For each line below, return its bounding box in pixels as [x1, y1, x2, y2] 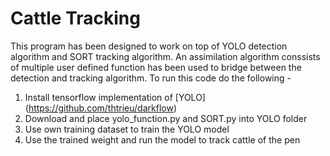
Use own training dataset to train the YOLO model [24, 123, 230, 135]
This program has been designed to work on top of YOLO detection [10, 40, 288, 52]
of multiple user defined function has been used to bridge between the [10, 61, 302, 73]
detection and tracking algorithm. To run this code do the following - [10, 72, 292, 84]
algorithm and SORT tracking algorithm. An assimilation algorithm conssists [10, 50, 321, 62]
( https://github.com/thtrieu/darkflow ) [24, 102, 177, 114]
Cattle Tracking [10, 7, 141, 30]
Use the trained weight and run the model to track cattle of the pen [24, 133, 301, 146]
